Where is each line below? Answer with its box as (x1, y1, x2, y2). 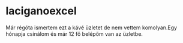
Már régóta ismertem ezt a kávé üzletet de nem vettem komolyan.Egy (5, 24, 178, 31)
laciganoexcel (5, 4, 77, 18)
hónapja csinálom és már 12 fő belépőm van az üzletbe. (5, 30, 143, 37)
